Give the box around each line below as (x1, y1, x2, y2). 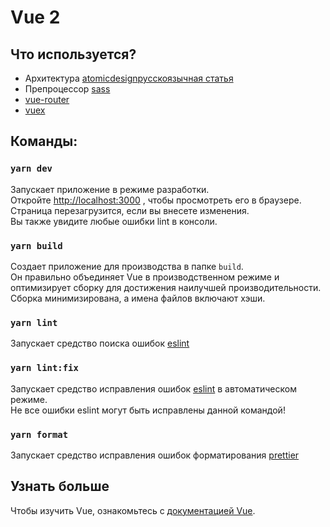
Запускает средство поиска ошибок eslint (10, 337, 190, 350)
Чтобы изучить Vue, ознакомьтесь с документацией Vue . (10, 504, 256, 516)
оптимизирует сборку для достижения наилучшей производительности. (10, 281, 322, 293)
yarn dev (10, 163, 53, 175)
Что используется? (10, 46, 137, 63)
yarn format (10, 429, 69, 440)
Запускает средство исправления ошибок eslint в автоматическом (10, 382, 297, 395)
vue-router (24, 94, 70, 105)
